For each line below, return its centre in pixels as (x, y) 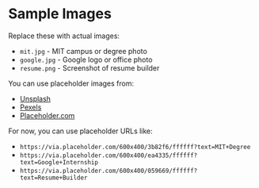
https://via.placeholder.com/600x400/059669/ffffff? (109, 171)
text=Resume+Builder (53, 178)
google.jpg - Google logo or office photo (86, 59)
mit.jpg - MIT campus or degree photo (84, 51)
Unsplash (35, 98)
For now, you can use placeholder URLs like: (80, 131)
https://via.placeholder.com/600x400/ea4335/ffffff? (109, 155)
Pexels (30, 107)
